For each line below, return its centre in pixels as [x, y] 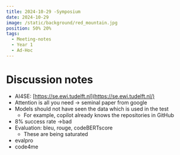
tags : [13, 34]
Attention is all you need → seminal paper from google [81, 102]
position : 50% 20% [29, 28]
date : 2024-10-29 [28, 17]
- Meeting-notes [31, 39]
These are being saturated [56, 134]
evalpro [24, 140]
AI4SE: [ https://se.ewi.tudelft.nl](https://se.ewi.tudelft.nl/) [85, 96]
